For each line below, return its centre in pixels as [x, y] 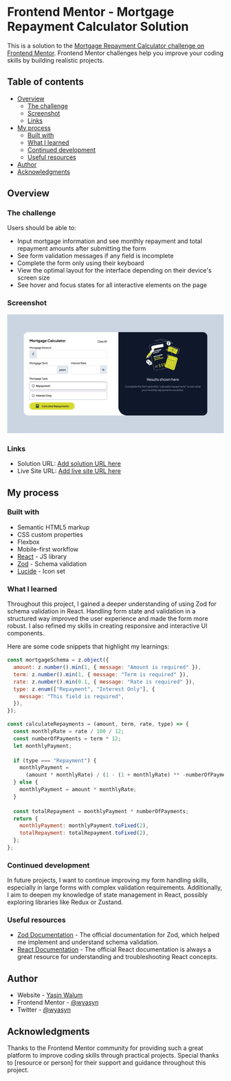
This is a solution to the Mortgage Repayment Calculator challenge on [106, 45]
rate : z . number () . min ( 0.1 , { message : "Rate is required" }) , [104, 682]
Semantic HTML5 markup [53, 527]
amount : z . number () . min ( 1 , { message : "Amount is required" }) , [107, 667]
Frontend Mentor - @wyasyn [58, 1003]
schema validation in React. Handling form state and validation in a [101, 611]
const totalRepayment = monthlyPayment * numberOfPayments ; [101, 811]
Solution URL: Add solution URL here [69, 464]
